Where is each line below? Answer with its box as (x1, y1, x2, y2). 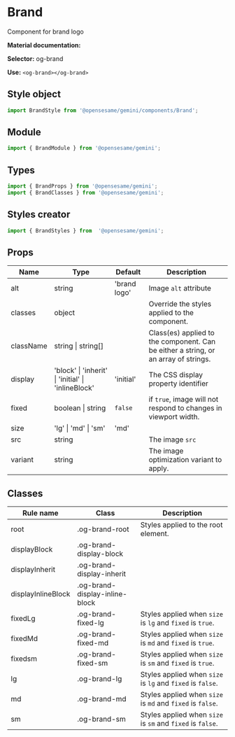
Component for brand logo (7, 27, 84, 36)
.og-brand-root (76, 524, 129, 534)
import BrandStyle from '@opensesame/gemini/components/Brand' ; (7, 106, 199, 114)
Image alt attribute (148, 283, 212, 293)
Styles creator (7, 209, 71, 220)
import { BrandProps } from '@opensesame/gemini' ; (7, 183, 158, 190)
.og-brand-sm (76, 715, 126, 724)
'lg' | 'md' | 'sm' (54, 423, 106, 433)
